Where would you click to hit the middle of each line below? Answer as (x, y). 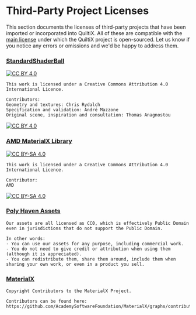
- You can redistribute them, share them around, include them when (91, 259)
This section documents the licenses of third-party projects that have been (96, 27)
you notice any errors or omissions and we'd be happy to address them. (92, 46)
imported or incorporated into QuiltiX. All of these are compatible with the (94, 33)
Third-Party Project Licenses (78, 11)
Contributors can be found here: (47, 302)
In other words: (26, 238)
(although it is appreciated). (44, 254)
